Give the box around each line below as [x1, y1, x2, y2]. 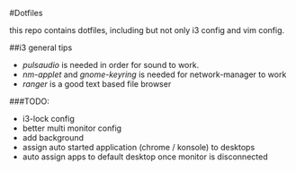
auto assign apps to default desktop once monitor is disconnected [22, 151, 268, 162]
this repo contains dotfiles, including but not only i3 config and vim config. [9, 25, 285, 35]
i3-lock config [22, 114, 75, 124]
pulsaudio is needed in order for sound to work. [22, 60, 200, 70]
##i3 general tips [9, 42, 73, 53]
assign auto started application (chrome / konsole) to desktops [22, 142, 256, 152]
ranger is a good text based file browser [22, 79, 172, 89]
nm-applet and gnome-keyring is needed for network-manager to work [22, 69, 287, 80]
